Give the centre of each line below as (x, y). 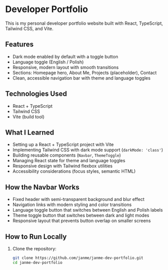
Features (19, 45)
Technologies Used (36, 94)
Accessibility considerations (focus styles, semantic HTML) (74, 171)
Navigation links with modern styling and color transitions (72, 205)
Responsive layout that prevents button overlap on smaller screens (81, 221)
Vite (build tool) (28, 116)
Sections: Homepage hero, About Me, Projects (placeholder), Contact (85, 73)
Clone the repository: (34, 249)
